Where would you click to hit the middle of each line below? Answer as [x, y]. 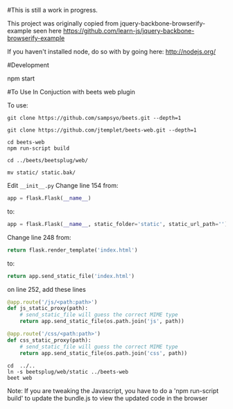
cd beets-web [26, 142]
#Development [28, 65]
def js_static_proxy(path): [48, 308]
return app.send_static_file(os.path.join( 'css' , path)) [104, 353]
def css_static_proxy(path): [49, 340]
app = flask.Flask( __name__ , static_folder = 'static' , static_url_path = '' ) [118, 224]
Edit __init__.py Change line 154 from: [63, 185]
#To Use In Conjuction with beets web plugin [71, 92]
